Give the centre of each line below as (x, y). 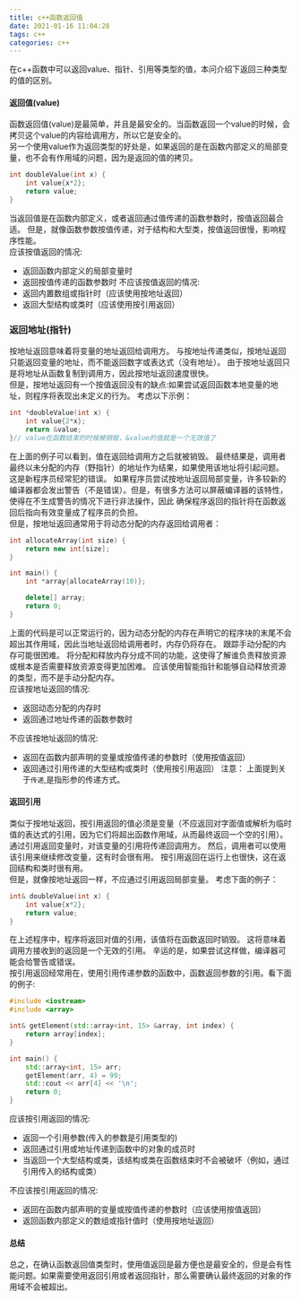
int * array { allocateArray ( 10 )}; (86, 582)
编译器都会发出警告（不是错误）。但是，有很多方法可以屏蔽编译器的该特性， (149, 490)
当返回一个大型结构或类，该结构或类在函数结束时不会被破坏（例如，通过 (155, 1160)
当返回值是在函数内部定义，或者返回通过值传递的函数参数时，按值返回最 (142, 218)
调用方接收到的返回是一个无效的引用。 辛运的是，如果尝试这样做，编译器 (144, 950)
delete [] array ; (56, 598)
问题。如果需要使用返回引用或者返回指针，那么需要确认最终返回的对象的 (150, 1276)
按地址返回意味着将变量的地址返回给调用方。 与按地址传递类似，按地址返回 (148, 351)
